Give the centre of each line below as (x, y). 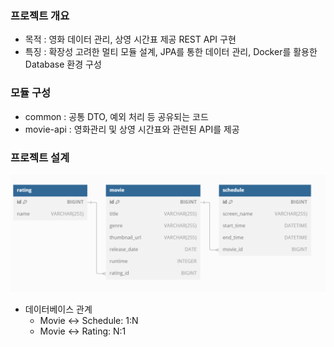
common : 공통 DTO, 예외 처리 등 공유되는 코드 (116, 116)
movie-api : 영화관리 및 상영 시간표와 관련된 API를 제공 (132, 129)
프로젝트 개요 (40, 15)
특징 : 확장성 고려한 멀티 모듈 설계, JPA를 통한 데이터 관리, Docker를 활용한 (171, 52)
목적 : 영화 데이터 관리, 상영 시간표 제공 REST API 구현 (130, 39)
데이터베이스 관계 (58, 309)
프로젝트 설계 (40, 157)
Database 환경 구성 (63, 64)
